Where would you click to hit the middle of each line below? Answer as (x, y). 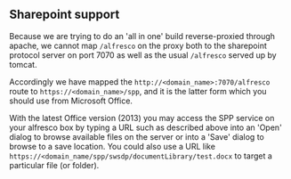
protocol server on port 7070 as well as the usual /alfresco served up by (143, 55)
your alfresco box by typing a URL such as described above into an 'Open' (145, 127)
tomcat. (23, 64)
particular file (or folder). (54, 165)
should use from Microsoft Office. (71, 101)
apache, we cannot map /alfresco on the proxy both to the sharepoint (138, 45)
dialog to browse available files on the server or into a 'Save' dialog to (137, 136)
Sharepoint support (65, 15)
